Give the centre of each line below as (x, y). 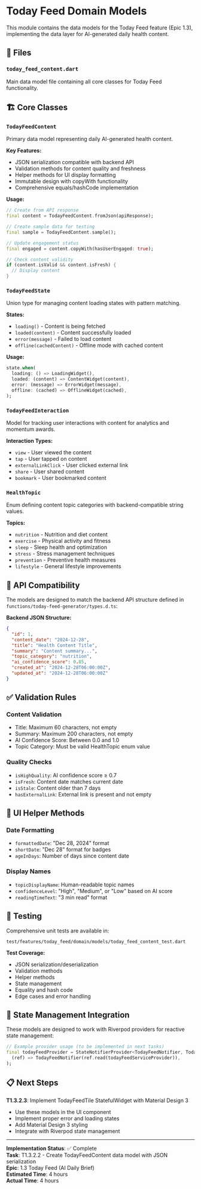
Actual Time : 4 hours (33, 1180)
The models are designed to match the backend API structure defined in (95, 600)
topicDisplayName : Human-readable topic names (74, 885)
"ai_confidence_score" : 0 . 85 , (49, 662)
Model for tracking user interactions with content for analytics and (88, 423)
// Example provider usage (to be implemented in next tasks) (85, 1047)
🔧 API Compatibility (43, 585)
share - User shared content (50, 471)
